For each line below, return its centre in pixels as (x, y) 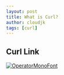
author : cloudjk (26, 22)
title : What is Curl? (32, 17)
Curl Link (23, 51)
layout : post (22, 11)
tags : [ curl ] (22, 28)
